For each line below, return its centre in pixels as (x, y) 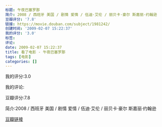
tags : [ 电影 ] (18, 57)
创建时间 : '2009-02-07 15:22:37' (39, 29)
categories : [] (21, 61)
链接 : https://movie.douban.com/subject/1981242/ (58, 24)
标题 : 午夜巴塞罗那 (23, 10)
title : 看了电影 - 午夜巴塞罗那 (35, 52)
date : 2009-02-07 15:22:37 (34, 47)
